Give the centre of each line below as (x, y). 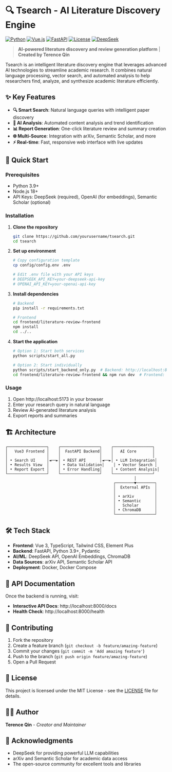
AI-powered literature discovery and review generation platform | (89, 49)
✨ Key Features (30, 97)
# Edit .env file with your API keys (53, 275)
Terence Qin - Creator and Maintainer (46, 725)
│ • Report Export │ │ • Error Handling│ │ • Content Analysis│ (82, 469)
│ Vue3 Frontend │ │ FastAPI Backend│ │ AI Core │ (80, 451)
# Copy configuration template (46, 260)
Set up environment (34, 251)
